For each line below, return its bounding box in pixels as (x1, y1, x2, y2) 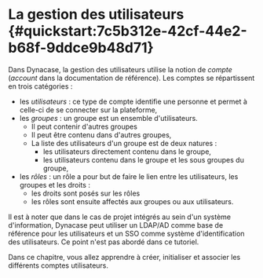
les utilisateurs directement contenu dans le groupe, (42, 147, 212, 156)
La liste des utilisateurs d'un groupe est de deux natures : (31, 138, 217, 148)
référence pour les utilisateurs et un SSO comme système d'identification (8, 229, 245, 238)
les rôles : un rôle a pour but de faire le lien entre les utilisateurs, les (19, 171, 239, 181)
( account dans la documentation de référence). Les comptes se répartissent (8, 73, 255, 82)
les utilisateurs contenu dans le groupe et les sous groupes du (42, 155, 245, 164)
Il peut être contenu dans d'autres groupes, (31, 130, 172, 139)
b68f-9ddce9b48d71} (8, 39, 155, 57)
